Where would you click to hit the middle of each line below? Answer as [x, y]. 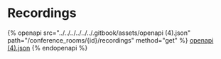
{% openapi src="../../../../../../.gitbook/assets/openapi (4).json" [99, 33]
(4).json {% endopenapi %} [48, 48]
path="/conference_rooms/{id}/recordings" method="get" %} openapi [110, 40]
